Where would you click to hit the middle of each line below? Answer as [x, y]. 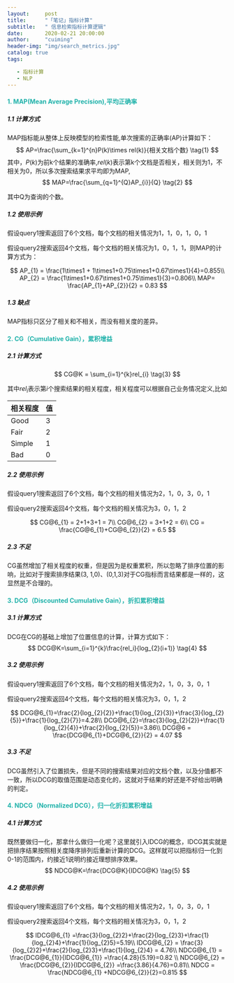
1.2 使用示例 [24, 214]
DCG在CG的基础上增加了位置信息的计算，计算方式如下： [89, 636]
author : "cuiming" [40, 40]
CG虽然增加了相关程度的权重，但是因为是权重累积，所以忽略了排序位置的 [113, 566]
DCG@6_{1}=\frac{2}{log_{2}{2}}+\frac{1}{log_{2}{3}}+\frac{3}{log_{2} [122, 712]
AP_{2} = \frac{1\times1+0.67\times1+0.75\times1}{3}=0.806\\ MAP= [117, 278]
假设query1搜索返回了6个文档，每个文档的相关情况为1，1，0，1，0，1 [107, 233]
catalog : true [28, 53]
